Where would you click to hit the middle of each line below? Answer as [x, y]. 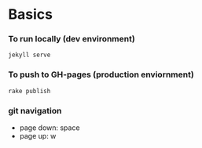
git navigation [35, 110]
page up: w [38, 136]
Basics [31, 14]
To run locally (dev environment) [72, 39]
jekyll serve [29, 55]
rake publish [29, 91]
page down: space [50, 128]
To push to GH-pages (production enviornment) [101, 74]
